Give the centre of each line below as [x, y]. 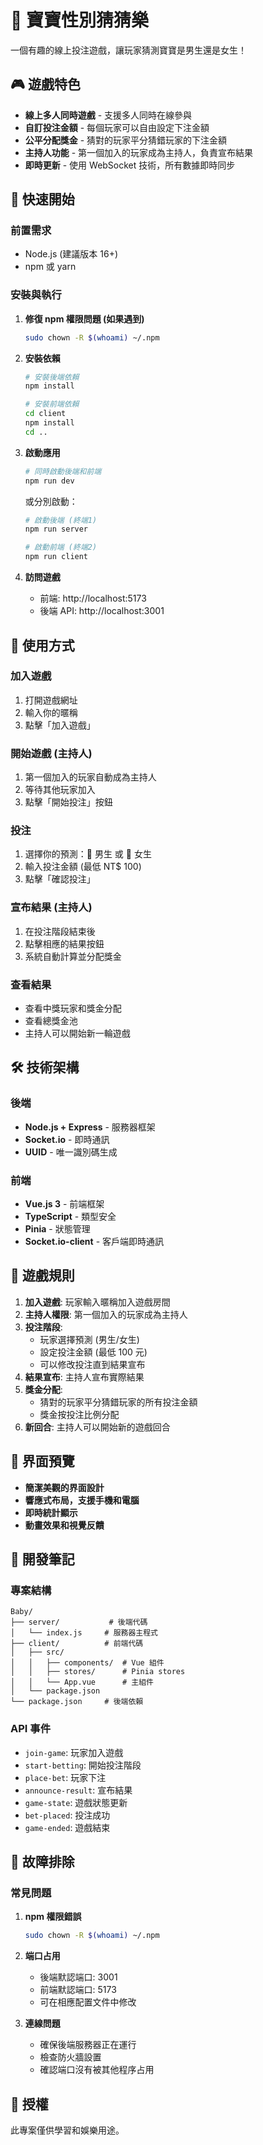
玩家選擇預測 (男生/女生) [89, 1339]
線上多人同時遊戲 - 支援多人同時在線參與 [108, 115]
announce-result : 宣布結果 [78, 1790]
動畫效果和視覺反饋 [64, 1525]
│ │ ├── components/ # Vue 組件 [87, 1663]
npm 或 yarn [50, 267]
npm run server [56, 529]
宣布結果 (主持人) [51, 908]
